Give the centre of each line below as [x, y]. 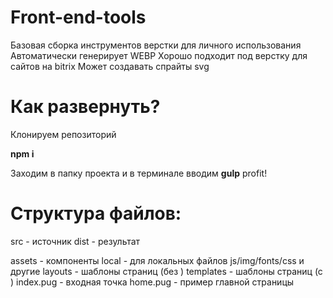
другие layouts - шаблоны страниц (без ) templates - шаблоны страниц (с [166, 271]
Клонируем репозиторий [63, 134]
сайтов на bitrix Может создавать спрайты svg [110, 66]
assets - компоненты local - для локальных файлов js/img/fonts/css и [157, 260]
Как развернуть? [85, 107]
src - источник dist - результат [75, 241]
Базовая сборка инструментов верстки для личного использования [156, 45]
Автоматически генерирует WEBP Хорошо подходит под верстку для [159, 55]
